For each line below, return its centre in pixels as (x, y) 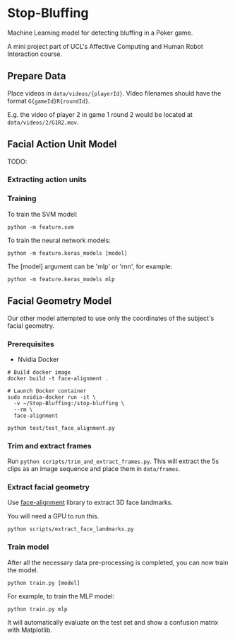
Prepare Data (37, 76)
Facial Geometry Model (59, 301)
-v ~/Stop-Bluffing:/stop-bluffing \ (69, 403)
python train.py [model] (44, 583)
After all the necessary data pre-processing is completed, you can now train (118, 562)
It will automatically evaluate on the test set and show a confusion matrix (113, 622)
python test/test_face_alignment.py (61, 428)
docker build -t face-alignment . (58, 378)
